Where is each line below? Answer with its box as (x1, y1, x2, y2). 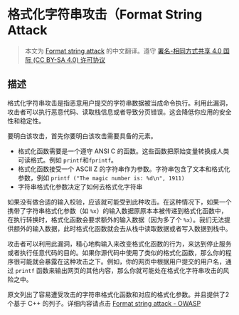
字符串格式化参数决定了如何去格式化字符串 (17, 182, 143, 191)
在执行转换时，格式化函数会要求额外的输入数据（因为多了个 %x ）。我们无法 (7, 215, 225, 224)
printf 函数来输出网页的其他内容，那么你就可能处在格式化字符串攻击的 (15, 266, 223, 274)
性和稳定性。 (7, 116, 45, 125)
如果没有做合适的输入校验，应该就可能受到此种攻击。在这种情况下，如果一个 (7, 197, 232, 206)
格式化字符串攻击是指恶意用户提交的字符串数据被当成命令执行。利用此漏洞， (7, 98, 232, 107)
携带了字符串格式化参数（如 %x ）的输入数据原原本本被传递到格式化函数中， (7, 206, 228, 215)
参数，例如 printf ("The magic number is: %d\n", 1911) (17, 173, 185, 182)
